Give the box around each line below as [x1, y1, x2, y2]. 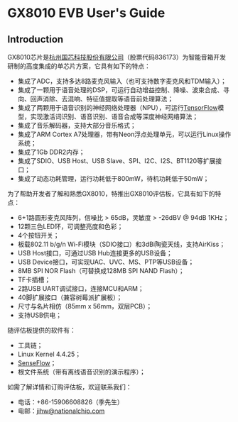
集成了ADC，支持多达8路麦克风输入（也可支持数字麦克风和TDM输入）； [17, 77, 227, 85]
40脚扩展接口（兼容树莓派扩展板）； [17, 293, 123, 301]
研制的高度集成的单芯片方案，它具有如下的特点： [7, 62, 151, 70]
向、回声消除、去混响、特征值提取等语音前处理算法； [17, 94, 174, 103]
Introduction [7, 33, 64, 45]
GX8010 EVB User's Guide [7, 5, 166, 21]
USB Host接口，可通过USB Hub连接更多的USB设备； [17, 249, 173, 257]
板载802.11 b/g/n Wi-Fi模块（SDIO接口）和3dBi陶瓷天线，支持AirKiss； [17, 240, 226, 248]
